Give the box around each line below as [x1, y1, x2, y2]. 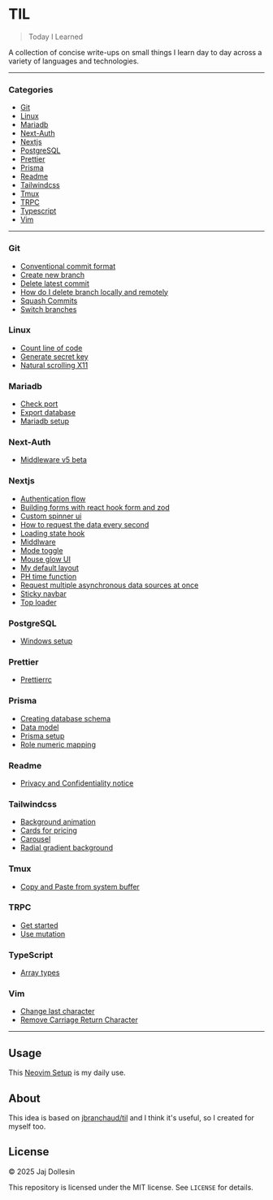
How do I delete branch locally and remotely [19, 287, 169, 297]
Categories [8, 84, 54, 95]
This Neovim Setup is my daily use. [8, 1068, 126, 1077]
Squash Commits [19, 296, 78, 305]
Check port [19, 399, 58, 409]
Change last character [19, 1007, 95, 1016]
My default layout [19, 562, 80, 573]
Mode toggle [19, 545, 63, 555]
